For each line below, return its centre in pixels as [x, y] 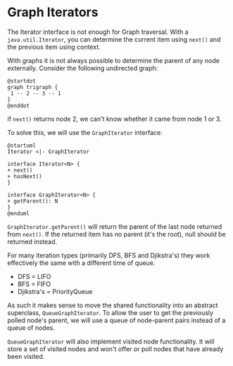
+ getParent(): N [33, 201]
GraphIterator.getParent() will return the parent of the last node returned [115, 226]
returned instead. [32, 242]
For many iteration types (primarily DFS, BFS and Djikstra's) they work [109, 255]
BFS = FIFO [34, 284]
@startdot [22, 81]
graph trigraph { [33, 87]
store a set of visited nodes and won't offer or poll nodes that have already [115, 349]
